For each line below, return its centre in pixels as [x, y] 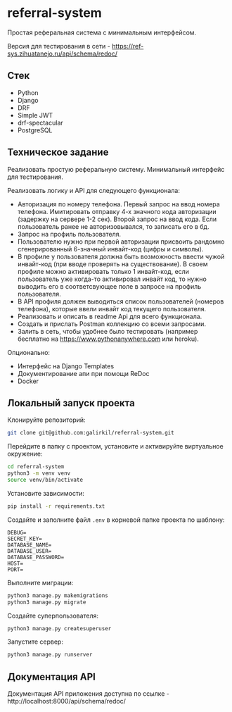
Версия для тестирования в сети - [59, 46]
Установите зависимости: [46, 493]
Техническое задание [58, 152]
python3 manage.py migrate [47, 602]
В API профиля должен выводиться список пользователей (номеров [121, 301]
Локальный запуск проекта [71, 403]
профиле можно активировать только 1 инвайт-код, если [103, 271]
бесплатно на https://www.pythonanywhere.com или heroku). [108, 339]
